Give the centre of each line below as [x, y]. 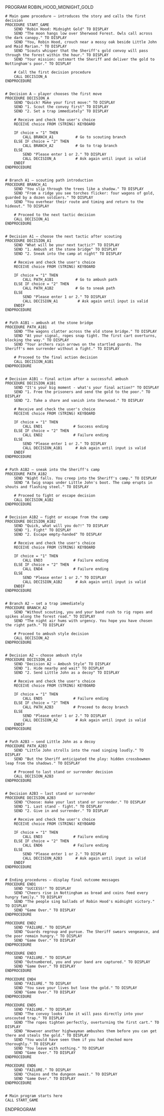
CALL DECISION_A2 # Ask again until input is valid [84, 720]
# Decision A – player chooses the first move [54, 94]
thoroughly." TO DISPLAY [30, 1044]
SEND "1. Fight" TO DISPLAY [42, 530]
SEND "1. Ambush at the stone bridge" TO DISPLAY [66, 249]
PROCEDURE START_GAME [27, 25]
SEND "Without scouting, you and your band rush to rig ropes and [83, 612]
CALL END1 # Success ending [66, 426]
